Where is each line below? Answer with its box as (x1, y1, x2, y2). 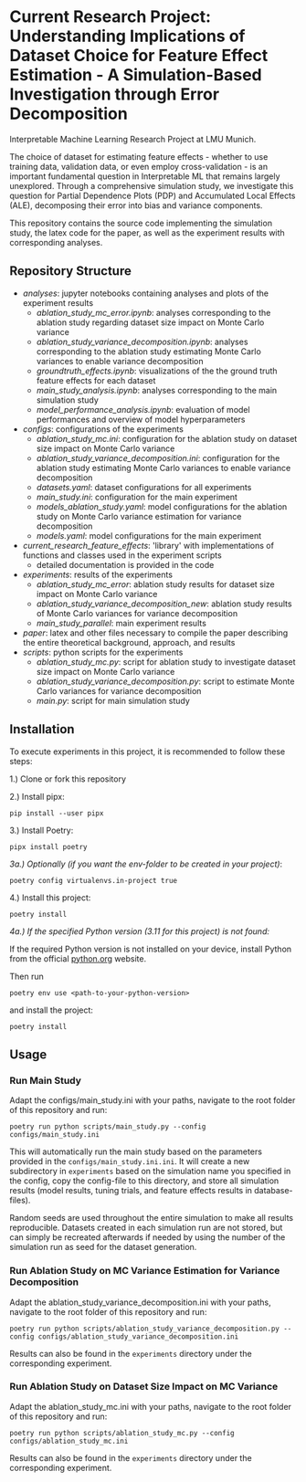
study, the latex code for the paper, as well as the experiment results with (9, 226, 285, 238)
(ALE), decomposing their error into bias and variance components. (9, 199, 263, 211)
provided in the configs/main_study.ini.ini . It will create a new (9, 1156, 250, 1167)
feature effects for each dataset (36, 374, 156, 385)
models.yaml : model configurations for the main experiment (36, 530, 262, 541)
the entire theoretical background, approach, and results (22, 636, 236, 647)
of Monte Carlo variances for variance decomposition (36, 607, 238, 618)
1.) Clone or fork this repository (9, 773, 126, 784)
